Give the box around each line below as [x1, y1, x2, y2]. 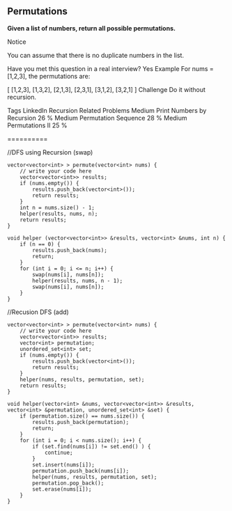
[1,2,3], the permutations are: [7, 72, 91, 80]
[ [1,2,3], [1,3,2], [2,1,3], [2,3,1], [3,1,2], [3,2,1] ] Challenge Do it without [7, 85, 206, 93]
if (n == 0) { [20, 240, 61, 248]
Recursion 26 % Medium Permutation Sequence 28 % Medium [7, 113, 187, 122]
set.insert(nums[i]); [32, 461, 95, 469]
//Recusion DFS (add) [7, 308, 70, 316]
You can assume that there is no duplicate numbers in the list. [7, 51, 185, 59]
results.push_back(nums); [32, 246, 108, 253]
